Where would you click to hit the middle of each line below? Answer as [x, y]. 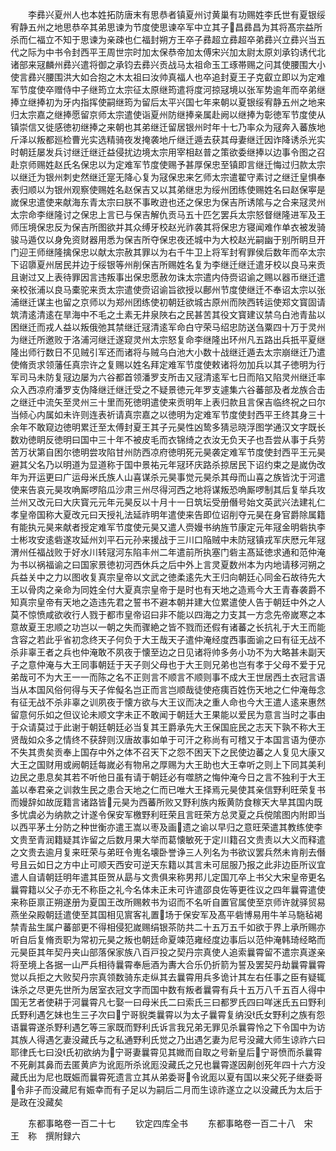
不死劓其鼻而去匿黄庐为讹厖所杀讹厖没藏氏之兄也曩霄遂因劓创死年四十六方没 [168, 1064]
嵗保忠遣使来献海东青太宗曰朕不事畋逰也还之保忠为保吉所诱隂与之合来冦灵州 [168, 202]
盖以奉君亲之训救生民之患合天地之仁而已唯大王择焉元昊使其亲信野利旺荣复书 [168, 789]
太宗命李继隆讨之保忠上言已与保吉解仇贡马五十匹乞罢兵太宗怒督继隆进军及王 [168, 214]
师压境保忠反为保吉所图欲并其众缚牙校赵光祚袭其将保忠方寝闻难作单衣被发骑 [168, 227]
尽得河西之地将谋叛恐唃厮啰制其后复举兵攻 [237, 489]
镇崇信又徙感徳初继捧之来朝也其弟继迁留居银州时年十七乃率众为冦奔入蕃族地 [168, 127]
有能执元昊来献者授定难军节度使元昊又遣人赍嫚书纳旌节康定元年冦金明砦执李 [168, 527]
